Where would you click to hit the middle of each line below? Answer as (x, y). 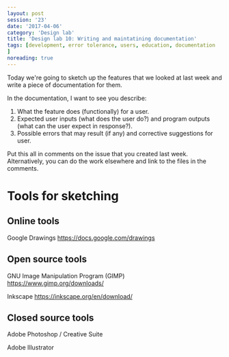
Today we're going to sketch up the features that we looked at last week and (114, 77)
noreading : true (30, 58)
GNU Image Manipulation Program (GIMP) (66, 275)
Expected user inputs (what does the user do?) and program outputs (113, 119)
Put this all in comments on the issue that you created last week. (97, 153)
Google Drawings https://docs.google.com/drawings (81, 238)
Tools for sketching (63, 196)
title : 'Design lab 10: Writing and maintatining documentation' (102, 39)
